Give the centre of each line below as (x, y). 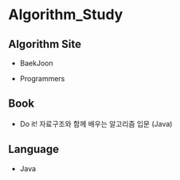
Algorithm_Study (66, 15)
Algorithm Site (45, 44)
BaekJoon (36, 63)
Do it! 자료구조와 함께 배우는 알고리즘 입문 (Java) (96, 123)
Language (34, 149)
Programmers (42, 78)
